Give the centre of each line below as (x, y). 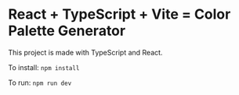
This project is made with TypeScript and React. (85, 52)
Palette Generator (67, 31)
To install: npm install (44, 67)
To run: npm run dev (40, 83)
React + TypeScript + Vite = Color (119, 14)
